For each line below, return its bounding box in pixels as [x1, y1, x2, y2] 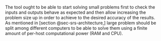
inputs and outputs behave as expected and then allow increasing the [5, 9, 146, 15]
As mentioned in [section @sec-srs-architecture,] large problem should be [5, 20, 157, 26]
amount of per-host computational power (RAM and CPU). [5, 31, 123, 36]
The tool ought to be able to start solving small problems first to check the [5, 4, 155, 10]
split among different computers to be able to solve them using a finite [5, 25, 148, 31]
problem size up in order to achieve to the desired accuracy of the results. [5, 15, 155, 20]
